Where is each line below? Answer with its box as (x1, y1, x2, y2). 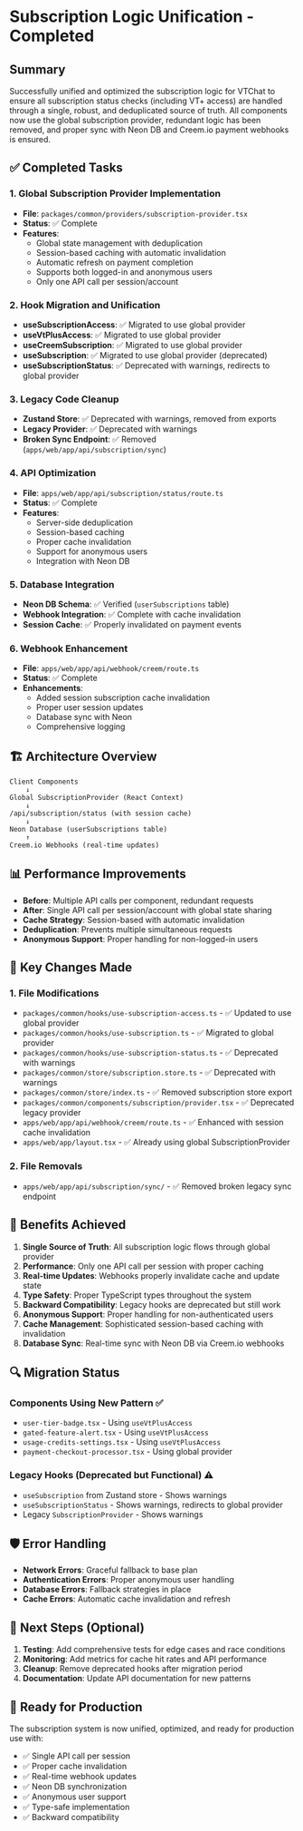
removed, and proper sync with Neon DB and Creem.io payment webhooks (9, 124, 289, 135)
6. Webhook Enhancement (9, 642, 128, 655)
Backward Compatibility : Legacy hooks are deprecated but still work (22, 1299, 281, 1310)
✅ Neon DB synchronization (22, 1781, 128, 1792)
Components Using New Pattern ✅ (9, 1397, 165, 1409)
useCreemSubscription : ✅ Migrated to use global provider (22, 339, 242, 350)
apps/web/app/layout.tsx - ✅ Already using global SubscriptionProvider (22, 1136, 290, 1148)
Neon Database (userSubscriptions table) (9, 824, 168, 833)
